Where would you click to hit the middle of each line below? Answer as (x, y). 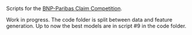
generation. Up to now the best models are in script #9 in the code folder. (96, 26)
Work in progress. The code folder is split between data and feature (89, 20)
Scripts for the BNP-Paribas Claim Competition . (64, 8)
